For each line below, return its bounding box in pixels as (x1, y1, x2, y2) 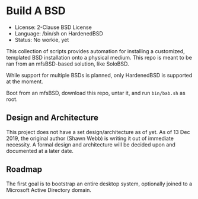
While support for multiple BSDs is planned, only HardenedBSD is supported (6, 71, 193, 79)
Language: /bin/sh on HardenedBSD (14, 30, 104, 37)
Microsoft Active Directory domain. (6, 186, 92, 193)
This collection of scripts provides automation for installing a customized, (6, 47, 185, 54)
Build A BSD (6, 4, 66, 18)
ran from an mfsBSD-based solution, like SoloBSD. (6, 60, 129, 67)
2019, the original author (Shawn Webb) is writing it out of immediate (6, 135, 174, 142)
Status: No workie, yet (14, 36, 69, 43)
